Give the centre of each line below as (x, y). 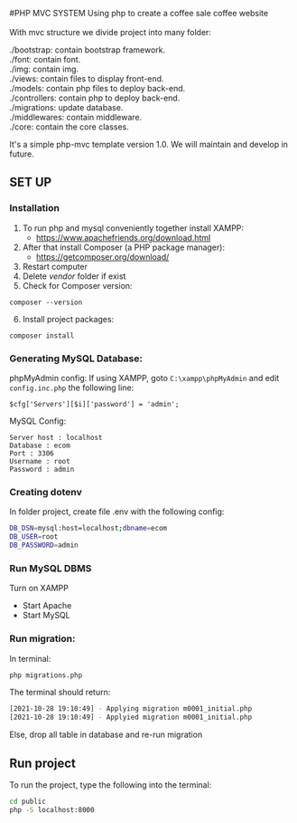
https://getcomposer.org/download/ (102, 256)
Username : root (40, 461)
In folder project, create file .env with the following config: (117, 512)
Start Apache (47, 606)
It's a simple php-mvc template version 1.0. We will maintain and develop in (149, 144)
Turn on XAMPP (39, 589)
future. (22, 154)
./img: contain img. (44, 69)
